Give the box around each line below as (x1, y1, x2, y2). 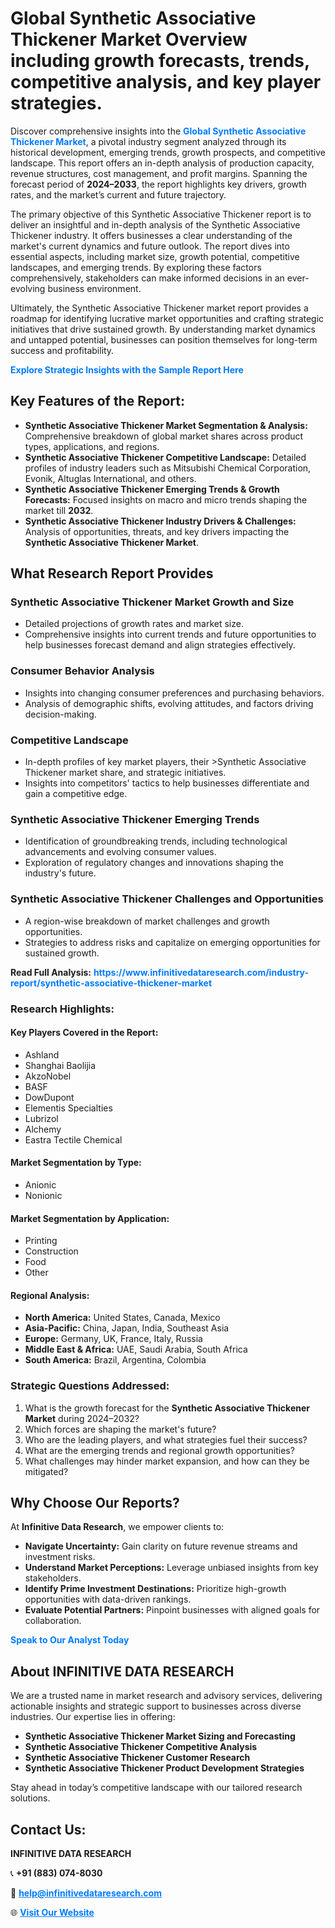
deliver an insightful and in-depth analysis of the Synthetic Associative (10, 218, 301, 231)
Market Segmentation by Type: (10, 1157, 142, 1169)
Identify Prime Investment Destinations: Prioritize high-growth (24, 1583, 287, 1595)
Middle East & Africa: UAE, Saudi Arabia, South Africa (24, 1343, 248, 1356)
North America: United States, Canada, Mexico (24, 1312, 221, 1324)
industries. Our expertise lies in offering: (10, 1711, 176, 1723)
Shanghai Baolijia (24, 1059, 97, 1071)
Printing (24, 1235, 58, 1247)
